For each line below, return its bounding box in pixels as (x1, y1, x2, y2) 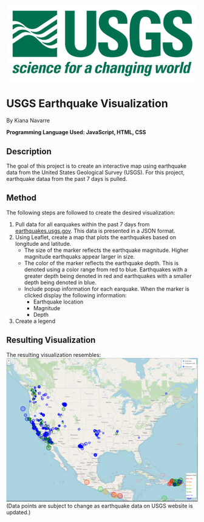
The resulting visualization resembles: (6, 351, 101, 358)
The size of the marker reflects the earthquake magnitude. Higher (24, 246, 189, 254)
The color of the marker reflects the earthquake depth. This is (24, 259, 179, 266)
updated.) (6, 509, 31, 516)
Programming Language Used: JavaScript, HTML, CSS (6, 129, 146, 136)
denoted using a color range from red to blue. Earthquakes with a (24, 266, 188, 273)
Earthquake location (33, 298, 84, 305)
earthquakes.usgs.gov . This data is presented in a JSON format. (15, 227, 175, 234)
